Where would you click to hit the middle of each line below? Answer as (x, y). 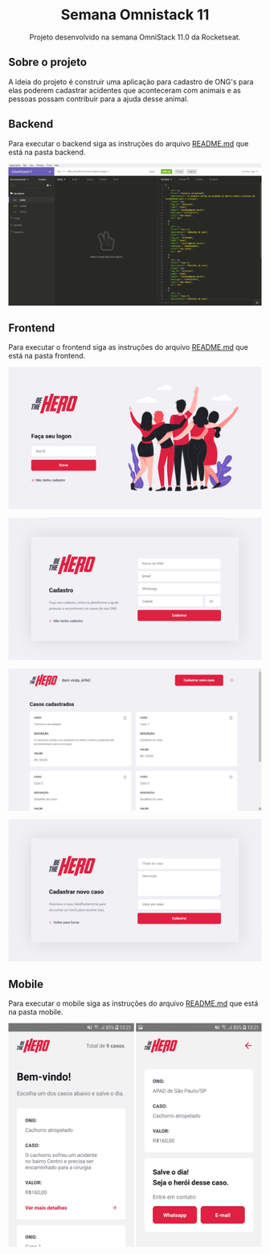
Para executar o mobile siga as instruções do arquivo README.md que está (133, 1003)
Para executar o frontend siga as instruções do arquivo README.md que (129, 347)
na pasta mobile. (36, 1012)
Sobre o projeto (47, 62)
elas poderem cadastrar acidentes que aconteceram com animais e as (125, 90)
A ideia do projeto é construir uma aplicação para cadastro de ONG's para (131, 81)
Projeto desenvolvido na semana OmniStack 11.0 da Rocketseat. (135, 37)
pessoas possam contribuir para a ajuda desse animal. (98, 99)
